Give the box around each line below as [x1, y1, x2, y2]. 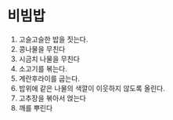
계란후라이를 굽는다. [18, 74, 80, 83]
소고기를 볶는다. [18, 64, 67, 73]
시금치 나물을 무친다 [18, 54, 80, 64]
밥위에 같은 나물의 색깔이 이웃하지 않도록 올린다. [18, 83, 165, 93]
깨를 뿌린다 [18, 103, 53, 112]
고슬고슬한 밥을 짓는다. [18, 35, 88, 44]
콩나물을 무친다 [18, 44, 66, 53]
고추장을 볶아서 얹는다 [18, 93, 87, 103]
